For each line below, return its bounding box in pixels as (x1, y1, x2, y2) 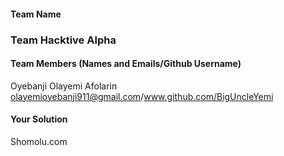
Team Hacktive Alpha (10, 33, 117, 47)
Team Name (10, 8, 62, 20)
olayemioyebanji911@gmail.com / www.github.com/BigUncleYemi (10, 90, 274, 102)
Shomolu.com (10, 135, 68, 147)
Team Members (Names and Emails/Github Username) (10, 58, 242, 70)
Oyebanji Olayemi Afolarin (10, 80, 118, 92)
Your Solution (10, 113, 68, 125)
